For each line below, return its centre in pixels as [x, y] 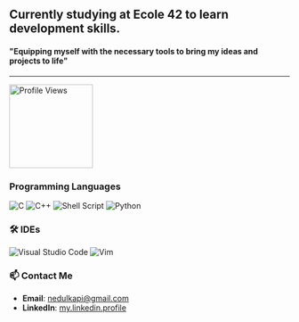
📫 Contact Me [41, 276]
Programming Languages [65, 186]
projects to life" [39, 61]
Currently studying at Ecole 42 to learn [119, 15]
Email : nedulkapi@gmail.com [75, 299]
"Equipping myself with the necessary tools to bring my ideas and [133, 51]
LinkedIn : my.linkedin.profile [74, 308]
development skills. [65, 29]
